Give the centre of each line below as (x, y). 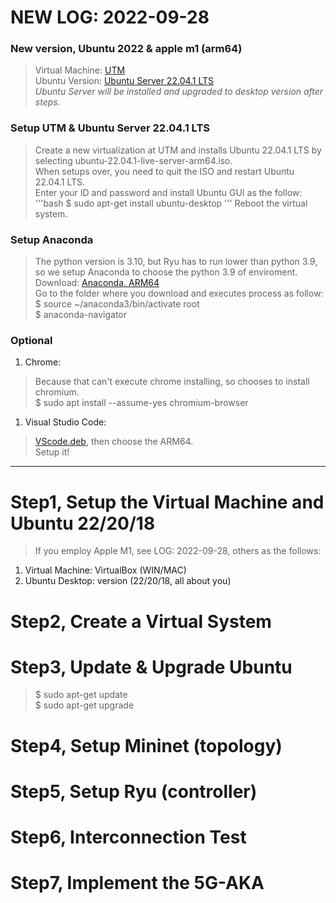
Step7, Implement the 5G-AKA (137, 883)
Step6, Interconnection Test (128, 837)
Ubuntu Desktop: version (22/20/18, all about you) (128, 581)
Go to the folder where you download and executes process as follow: (179, 293)
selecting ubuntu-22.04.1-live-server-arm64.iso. (133, 160)
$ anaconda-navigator (80, 315)
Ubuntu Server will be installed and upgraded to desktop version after (179, 92)
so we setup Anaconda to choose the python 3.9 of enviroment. (166, 272)
